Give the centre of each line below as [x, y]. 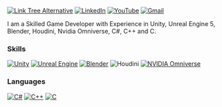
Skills [17, 49]
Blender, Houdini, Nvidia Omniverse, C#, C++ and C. [82, 31]
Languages [27, 82]
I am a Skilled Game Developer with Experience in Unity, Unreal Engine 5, [111, 24]
